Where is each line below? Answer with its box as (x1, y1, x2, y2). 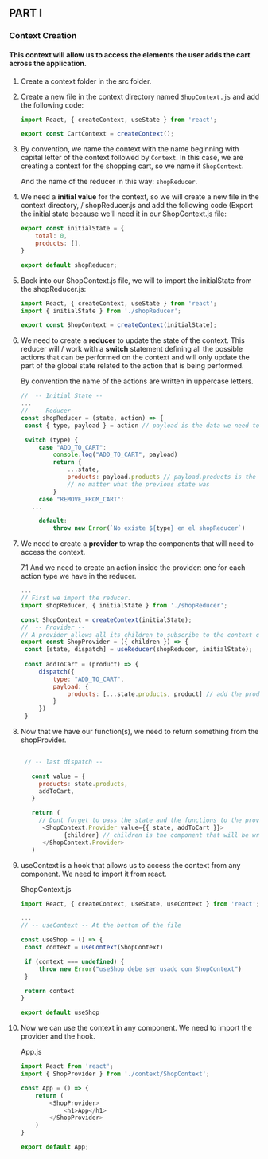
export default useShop (20, 1008, 100, 1017)
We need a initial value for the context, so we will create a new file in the (20, 192, 259, 202)
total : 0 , (35, 232, 68, 240)
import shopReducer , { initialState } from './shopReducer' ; (20, 601, 228, 609)
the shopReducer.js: (20, 284, 87, 293)
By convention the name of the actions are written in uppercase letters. (20, 376, 254, 386)
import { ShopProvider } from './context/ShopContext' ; (20, 1070, 210, 1078)
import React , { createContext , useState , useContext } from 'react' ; (20, 900, 260, 908)
